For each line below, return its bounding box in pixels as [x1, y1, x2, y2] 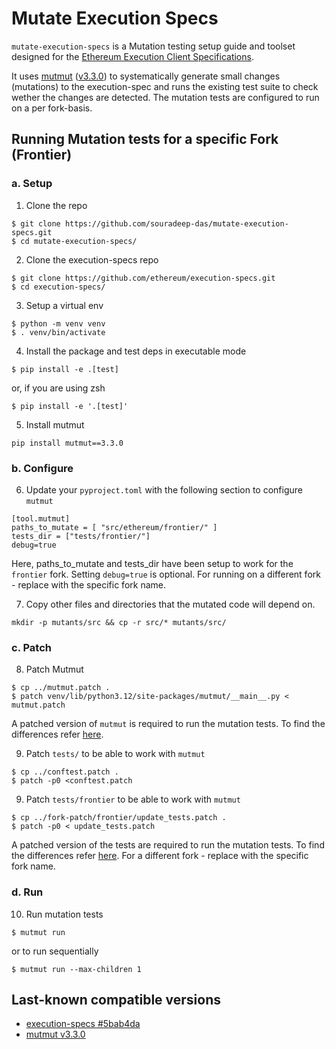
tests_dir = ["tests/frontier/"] [11, 531, 151, 541]
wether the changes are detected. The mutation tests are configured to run [11, 91, 320, 103]
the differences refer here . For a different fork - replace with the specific [11, 850, 309, 862]
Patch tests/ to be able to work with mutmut [25, 748, 206, 760]
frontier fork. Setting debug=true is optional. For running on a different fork [11, 568, 321, 580]
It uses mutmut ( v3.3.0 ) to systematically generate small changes [11, 70, 281, 82]
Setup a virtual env [25, 299, 104, 311]
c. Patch [11, 640, 52, 654]
